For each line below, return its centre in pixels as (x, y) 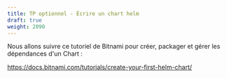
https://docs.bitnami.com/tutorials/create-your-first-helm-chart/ (100, 68)
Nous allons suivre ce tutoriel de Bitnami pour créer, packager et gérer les (114, 47)
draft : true (25, 20)
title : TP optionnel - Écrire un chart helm (73, 14)
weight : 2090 (26, 26)
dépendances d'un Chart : (45, 54)
